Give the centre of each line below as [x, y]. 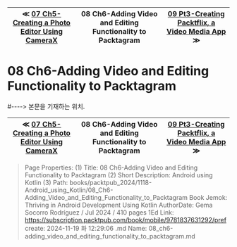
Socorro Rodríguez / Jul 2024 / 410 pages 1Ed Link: [99, 212]
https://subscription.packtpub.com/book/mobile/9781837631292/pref [126, 220]
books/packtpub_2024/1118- [111, 182]
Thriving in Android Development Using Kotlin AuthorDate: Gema [119, 205]
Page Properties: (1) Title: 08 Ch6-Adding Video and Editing [111, 167]
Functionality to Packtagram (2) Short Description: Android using [119, 175]
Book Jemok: [208, 197]
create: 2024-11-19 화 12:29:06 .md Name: [86, 228]
